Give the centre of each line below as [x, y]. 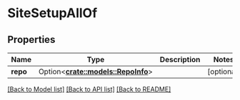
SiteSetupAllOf [52, 13]
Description [180, 60]
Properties [31, 40]
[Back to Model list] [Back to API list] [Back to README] [89, 89]
